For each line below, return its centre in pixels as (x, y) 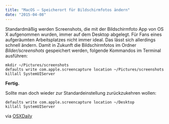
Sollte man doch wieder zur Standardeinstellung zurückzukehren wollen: (81, 93)
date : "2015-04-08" (26, 15)
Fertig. (12, 83)
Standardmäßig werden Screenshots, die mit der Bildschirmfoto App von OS (85, 29)
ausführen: (16, 55)
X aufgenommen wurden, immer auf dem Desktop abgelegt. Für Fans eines (83, 34)
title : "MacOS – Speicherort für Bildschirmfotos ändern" (68, 10)
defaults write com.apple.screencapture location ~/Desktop (70, 102)
